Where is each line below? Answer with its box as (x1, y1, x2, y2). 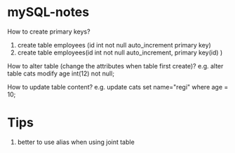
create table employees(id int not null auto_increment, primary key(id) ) (17, 48, 223, 57)
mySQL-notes (7, 4, 90, 20)
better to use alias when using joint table (17, 138, 135, 146)
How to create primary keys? (7, 27, 90, 36)
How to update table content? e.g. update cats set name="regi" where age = (7, 82, 229, 91)
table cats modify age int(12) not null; (7, 69, 114, 78)
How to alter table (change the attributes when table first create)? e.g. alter (7, 61, 224, 70)
